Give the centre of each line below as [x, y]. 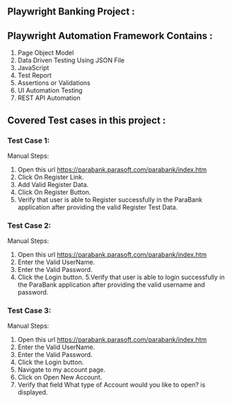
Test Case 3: [29, 311]
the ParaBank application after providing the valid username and [111, 285]
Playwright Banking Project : [71, 12]
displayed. [33, 392]
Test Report [34, 75]
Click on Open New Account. [60, 378]
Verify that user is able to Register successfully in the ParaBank [110, 199]
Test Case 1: [29, 140]
